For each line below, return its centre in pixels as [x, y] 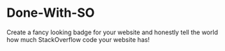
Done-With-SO [51, 13]
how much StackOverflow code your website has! [78, 39]
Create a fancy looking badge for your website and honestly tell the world [112, 32]
